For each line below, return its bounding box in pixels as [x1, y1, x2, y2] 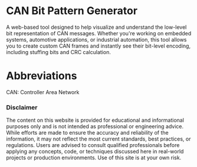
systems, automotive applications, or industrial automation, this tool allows [6, 36, 187, 43]
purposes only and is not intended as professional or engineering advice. [6, 123, 184, 130]
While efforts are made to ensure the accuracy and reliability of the [6, 129, 169, 136]
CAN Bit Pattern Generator [6, 4, 137, 18]
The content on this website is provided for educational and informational [6, 116, 185, 124]
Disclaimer [6, 103, 38, 111]
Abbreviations [6, 69, 77, 83]
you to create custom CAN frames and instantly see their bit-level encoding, [6, 42, 191, 49]
